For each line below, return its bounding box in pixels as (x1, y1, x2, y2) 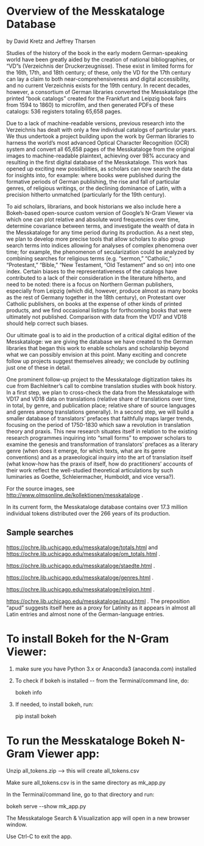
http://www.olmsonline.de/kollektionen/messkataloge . (6, 491, 143, 498)
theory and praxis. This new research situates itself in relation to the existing (6, 428, 198, 435)
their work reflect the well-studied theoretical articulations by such (6, 466, 174, 474)
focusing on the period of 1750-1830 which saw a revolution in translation (6, 421, 191, 428)
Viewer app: (37, 746, 100, 760)
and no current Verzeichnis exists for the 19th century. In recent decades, (6, 81, 191, 89)
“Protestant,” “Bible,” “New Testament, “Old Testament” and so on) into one (6, 261, 196, 268)
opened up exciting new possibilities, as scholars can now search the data (6, 165, 193, 172)
